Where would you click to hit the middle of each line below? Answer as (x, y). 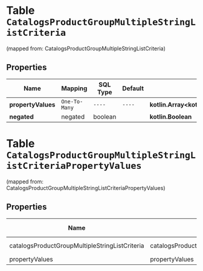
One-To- (72, 101)
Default (133, 88)
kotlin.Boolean (171, 117)
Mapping (74, 88)
